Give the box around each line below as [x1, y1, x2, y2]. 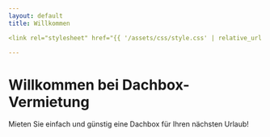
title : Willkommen [8, 19, 70, 27]
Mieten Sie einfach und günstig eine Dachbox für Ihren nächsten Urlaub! [8, 119, 249, 129]
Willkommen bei [8, 76, 120, 93]
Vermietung [8, 93, 91, 111]
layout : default [8, 11, 63, 20]
